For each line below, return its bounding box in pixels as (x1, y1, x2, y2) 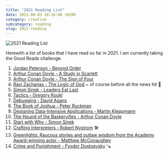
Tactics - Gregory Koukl (13, 92, 63, 98)
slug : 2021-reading (6, 26, 47, 31)
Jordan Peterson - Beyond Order (13, 65, 81, 71)
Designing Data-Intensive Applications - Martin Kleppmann (13, 108, 136, 114)
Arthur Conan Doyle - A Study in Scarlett (13, 70, 98, 76)
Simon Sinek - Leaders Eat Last (13, 87, 79, 93)
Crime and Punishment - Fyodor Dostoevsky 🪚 (13, 143, 111, 149)
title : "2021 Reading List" (6, 7, 65, 13)
